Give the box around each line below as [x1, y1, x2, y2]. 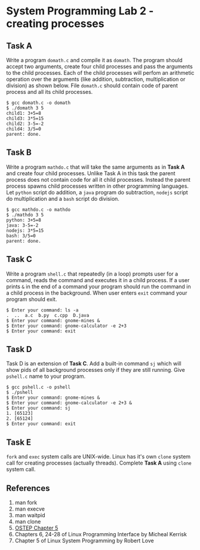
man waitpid [14, 512, 45, 519]
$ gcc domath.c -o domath [6, 100, 70, 106]
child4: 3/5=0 [6, 126, 42, 132]
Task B [6, 148, 32, 158]
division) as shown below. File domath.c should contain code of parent [6, 82, 178, 89]
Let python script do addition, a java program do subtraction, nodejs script [6, 188, 188, 195]
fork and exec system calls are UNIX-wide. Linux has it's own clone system [6, 453, 191, 460]
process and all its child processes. [6, 88, 93, 95]
